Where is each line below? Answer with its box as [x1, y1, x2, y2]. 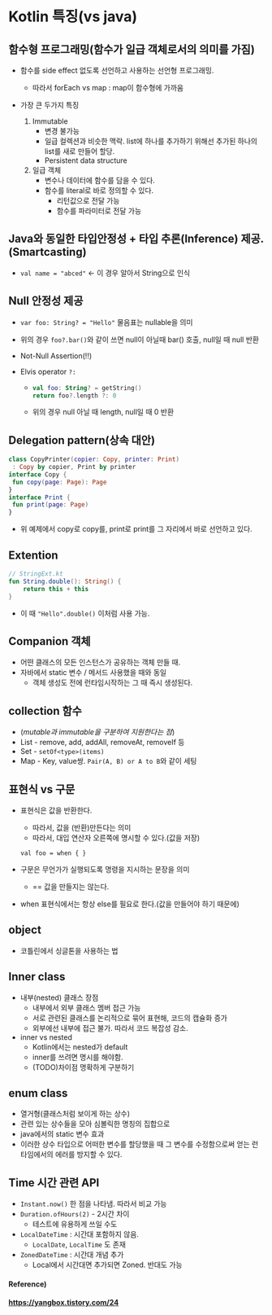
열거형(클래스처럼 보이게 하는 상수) [19, 1109, 131, 1119]
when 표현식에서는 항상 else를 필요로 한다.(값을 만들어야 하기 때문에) [19, 899, 240, 909]
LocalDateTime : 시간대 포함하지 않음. [19, 1230, 140, 1239]
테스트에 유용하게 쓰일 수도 [32, 1219, 118, 1230]
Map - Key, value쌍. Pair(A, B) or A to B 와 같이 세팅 [19, 756, 197, 766]
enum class [8, 1086, 68, 1100]
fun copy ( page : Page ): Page [11, 478, 107, 486]
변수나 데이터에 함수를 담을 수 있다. [44, 176, 156, 185]
